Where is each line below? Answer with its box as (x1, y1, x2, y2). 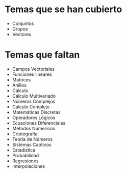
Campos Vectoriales (12, 66, 55, 72)
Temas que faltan (5, 49, 80, 61)
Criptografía (12, 131, 38, 137)
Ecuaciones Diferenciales (12, 120, 66, 126)
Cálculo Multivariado (12, 93, 56, 99)
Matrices (12, 76, 31, 82)
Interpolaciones (12, 163, 45, 169)
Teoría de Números (12, 136, 53, 142)
